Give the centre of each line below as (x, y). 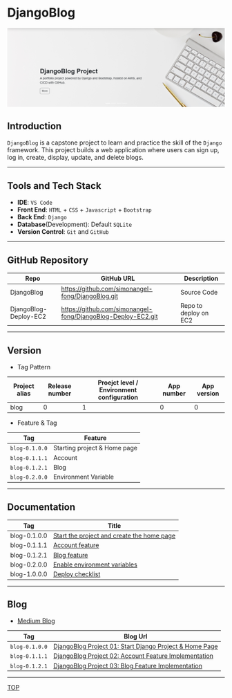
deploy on (195, 313)
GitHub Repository (48, 260)
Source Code (199, 293)
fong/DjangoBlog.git (90, 296)
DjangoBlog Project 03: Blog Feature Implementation (127, 665)
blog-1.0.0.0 (29, 574)
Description (201, 279)
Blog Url (136, 636)
